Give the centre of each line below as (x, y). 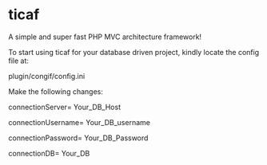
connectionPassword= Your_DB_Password (78, 138)
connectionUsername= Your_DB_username (79, 122)
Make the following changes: (56, 91)
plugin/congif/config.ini (47, 76)
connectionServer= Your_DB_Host (65, 107)
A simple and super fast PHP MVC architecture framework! (105, 37)
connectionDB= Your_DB (49, 153)
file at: (19, 61)
